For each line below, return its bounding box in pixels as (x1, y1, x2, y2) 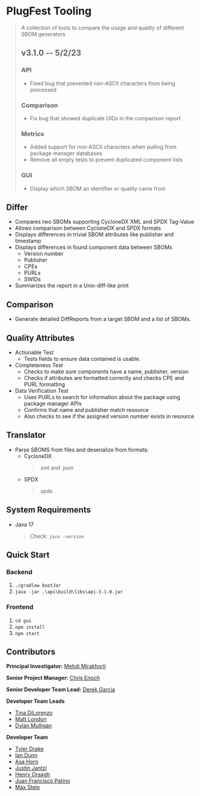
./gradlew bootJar (14, 583, 61, 589)
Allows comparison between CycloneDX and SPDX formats (14, 224, 161, 232)
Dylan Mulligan (14, 722, 52, 729)
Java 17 (14, 521, 34, 528)
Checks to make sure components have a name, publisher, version (23, 368, 189, 375)
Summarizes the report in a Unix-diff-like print (14, 282, 129, 289)
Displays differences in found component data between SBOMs (14, 243, 172, 251)
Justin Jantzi (14, 765, 47, 772)
